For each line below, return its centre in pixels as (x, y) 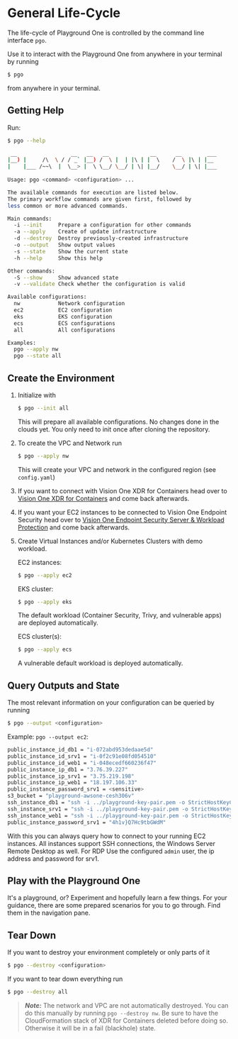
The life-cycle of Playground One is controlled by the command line (106, 33)
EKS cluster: (35, 589)
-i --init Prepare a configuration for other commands (103, 225)
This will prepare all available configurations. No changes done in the (118, 422)
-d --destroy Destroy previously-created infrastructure (101, 238)
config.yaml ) (36, 477)
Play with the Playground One (74, 880)
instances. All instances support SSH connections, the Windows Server (112, 843)
